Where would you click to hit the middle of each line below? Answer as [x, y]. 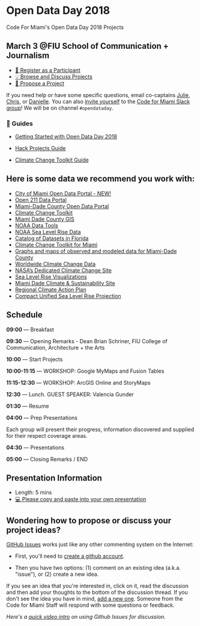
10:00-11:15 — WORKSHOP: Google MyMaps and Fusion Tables [85, 371]
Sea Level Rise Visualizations [51, 277]
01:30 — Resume [28, 406]
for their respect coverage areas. [47, 435]
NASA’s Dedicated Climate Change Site [63, 270]
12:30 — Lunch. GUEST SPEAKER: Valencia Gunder [70, 394]
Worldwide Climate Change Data [55, 264]
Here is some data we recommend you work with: [101, 179]
